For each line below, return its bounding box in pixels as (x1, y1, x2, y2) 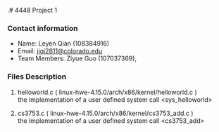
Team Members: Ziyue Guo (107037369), (17, 54, 137, 62)
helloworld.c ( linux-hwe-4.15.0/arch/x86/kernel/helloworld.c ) (17, 88, 197, 96)
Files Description (7, 72, 67, 81)
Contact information (7, 23, 79, 33)
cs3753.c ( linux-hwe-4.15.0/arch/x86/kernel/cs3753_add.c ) (17, 109, 194, 117)
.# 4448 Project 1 (7, 6, 58, 14)
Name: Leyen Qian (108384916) (17, 39, 110, 48)
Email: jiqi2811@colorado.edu (17, 47, 103, 55)
